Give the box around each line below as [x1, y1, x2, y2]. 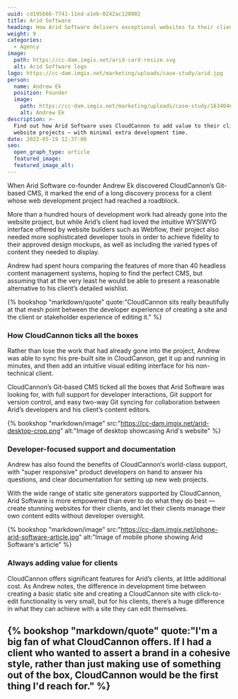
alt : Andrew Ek [20, 109, 65, 116]
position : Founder [13, 89, 69, 96]
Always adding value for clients [7, 558, 118, 568]
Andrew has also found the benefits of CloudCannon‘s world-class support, [7, 460, 228, 469]
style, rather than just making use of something [7, 658, 221, 670]
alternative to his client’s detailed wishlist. [7, 284, 129, 292]
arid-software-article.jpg [7, 533, 79, 542]
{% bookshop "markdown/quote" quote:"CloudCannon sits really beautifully [7, 297, 229, 306]
